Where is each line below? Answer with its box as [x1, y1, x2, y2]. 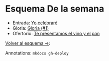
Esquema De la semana [5, 3, 104, 15]
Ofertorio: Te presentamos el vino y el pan [12, 30, 100, 36]
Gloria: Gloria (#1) [12, 25, 49, 31]
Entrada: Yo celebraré [12, 20, 58, 26]
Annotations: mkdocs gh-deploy [5, 50, 69, 56]
